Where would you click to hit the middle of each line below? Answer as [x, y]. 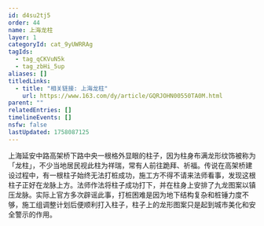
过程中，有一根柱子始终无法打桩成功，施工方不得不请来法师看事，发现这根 [135, 175]
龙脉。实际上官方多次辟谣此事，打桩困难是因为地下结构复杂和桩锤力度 [128, 195]
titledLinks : [29, 81]
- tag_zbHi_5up [40, 67]
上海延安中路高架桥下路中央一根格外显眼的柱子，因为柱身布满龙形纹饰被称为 [132, 155]
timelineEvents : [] [40, 118]
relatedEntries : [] [40, 111]
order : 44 [24, 23]
